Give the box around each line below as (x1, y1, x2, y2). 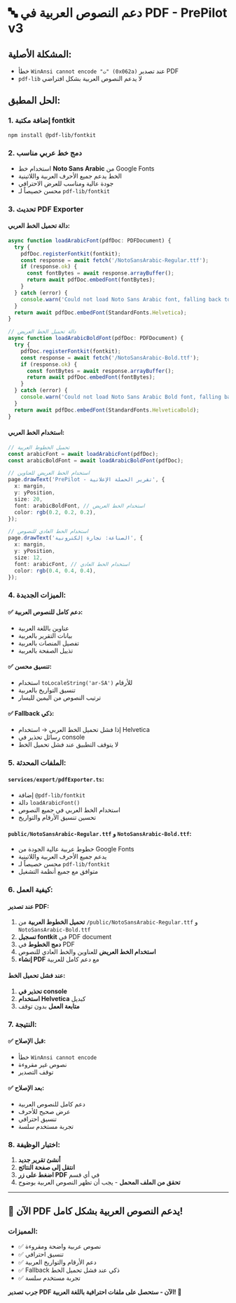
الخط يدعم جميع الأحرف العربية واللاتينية (18, 171, 122, 180)
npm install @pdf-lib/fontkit (8, 131, 97, 138)
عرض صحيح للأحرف (18, 1107, 71, 1115)
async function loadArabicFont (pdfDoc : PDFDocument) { (8, 237, 172, 244)
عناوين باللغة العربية (18, 624, 69, 632)
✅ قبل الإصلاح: (8, 1037, 46, 1045)
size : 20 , (14, 495, 43, 503)
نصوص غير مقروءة (18, 1060, 67, 1068)
